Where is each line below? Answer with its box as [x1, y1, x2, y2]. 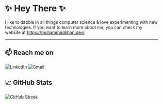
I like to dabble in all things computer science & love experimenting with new [5, 19, 158, 25]
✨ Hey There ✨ [5, 3, 66, 14]
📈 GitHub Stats [5, 78, 52, 87]
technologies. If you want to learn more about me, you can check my [5, 24, 143, 30]
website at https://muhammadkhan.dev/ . [5, 30, 86, 35]
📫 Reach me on [5, 49, 54, 57]
